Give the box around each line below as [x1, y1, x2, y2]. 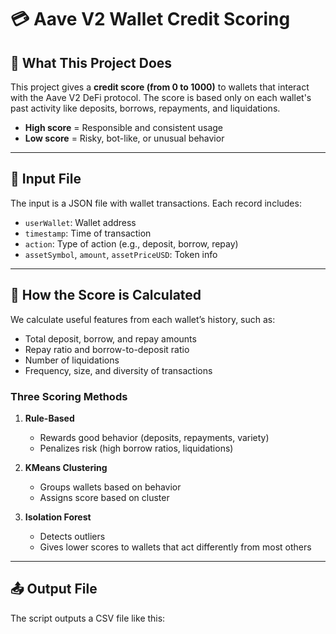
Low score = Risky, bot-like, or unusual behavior [24, 132, 225, 144]
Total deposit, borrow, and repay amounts [24, 332, 197, 345]
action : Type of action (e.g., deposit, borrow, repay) [24, 237, 239, 250]
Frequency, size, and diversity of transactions [24, 364, 213, 376]
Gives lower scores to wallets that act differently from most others [39, 541, 312, 553]
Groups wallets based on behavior [39, 481, 182, 493]
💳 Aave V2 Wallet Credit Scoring [10, 8, 291, 31]
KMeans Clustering [24, 461, 108, 473]
